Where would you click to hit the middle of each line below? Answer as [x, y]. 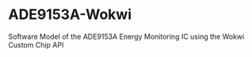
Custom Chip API [36, 44]
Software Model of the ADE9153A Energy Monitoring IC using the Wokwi [126, 36]
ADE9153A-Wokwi [70, 15]
